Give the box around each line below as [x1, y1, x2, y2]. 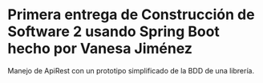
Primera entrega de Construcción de [7, 6, 255, 24]
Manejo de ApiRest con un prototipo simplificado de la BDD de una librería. [7, 65, 254, 75]
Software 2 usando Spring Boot [7, 22, 220, 41]
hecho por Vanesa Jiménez [7, 40, 193, 57]
